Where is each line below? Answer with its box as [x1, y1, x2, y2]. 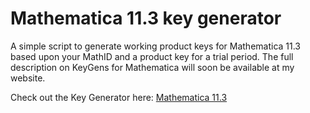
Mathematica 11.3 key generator [10, 7, 282, 30]
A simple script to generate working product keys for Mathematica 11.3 [10, 40, 302, 52]
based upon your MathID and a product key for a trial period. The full [10, 50, 294, 62]
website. [10, 72, 46, 84]
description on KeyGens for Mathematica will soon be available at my [10, 61, 295, 73]
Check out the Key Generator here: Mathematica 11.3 [10, 91, 228, 103]
